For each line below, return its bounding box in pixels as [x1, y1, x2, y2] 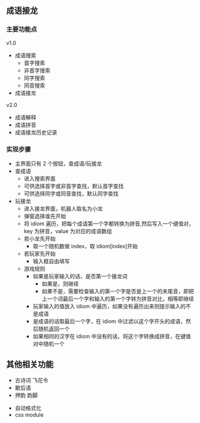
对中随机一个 [32, 340, 65, 347]
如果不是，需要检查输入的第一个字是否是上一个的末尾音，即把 [41, 287, 195, 294]
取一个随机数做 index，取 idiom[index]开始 [32, 242, 138, 249]
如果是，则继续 [41, 280, 79, 287]
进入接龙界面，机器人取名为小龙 [23, 205, 103, 212]
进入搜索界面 [23, 175, 56, 182]
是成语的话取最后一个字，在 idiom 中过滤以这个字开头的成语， [32, 317, 186, 324]
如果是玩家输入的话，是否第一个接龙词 [32, 272, 128, 279]
